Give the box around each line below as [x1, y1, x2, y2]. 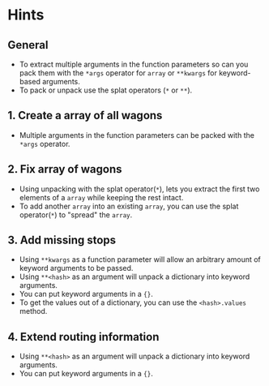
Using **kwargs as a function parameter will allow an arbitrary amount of [19, 255, 261, 264]
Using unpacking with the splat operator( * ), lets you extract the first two [19, 184, 260, 194]
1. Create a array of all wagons [7, 109, 163, 122]
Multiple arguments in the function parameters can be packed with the [19, 130, 254, 139]
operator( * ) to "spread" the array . [19, 209, 133, 220]
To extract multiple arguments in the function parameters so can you [19, 59, 249, 69]
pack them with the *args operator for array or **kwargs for [19, 68, 218, 78]
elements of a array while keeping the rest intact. [19, 192, 184, 202]
